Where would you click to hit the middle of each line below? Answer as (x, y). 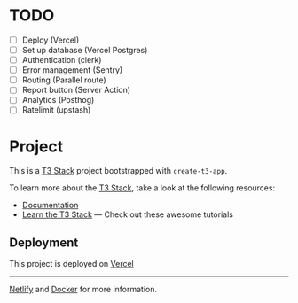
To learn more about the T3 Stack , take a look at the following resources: (142, 188)
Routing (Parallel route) (64, 80)
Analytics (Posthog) (58, 100)
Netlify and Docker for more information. (83, 290)
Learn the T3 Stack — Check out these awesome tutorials (127, 214)
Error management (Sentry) (72, 70)
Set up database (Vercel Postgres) (85, 50)
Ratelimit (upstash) (56, 110)
